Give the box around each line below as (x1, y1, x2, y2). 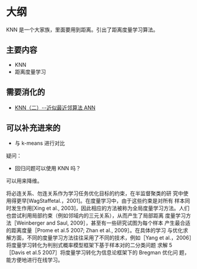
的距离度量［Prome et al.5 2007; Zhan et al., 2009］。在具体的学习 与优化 (6, 227, 183, 234)
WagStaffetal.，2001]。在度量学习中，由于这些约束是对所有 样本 (28, 197, 185, 205)
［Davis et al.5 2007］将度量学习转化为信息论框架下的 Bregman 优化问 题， (6, 249, 190, 256)
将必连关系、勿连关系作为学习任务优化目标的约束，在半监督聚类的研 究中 (6, 190, 183, 197)
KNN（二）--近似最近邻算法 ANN (14, 104, 96, 111)
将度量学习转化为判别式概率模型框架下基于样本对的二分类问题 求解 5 (6, 242, 173, 249)
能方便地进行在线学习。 (6, 257, 63, 264)
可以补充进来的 (6, 122, 61, 133)
